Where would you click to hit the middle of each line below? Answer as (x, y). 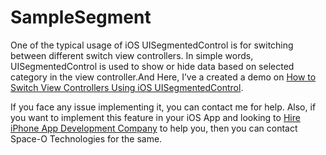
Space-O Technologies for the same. (86, 138)
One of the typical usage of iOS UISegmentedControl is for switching (152, 45)
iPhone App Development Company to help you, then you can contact (154, 128)
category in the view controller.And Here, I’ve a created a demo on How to (163, 77)
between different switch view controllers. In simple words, (132, 55)
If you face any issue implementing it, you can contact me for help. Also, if (163, 107)
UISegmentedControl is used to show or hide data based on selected (152, 66)
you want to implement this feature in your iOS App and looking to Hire (155, 117)
